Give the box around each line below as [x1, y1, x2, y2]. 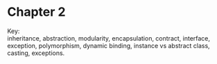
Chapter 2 [7, 4, 66, 20]
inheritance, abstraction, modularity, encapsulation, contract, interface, [7, 34, 210, 42]
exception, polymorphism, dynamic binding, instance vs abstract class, [7, 41, 210, 50]
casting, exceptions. [7, 49, 65, 57]
